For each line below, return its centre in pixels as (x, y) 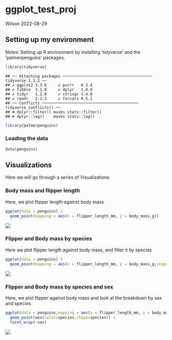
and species (18, 303)
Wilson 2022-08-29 (26, 24)
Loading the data (27, 138)
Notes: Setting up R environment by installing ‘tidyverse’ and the (73, 52)
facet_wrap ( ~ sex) (28, 322)
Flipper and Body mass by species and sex (59, 287)
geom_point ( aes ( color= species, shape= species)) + (63, 317)
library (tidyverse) (26, 67)
